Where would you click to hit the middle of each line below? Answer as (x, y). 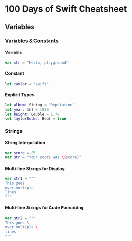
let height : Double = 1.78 (32, 114)
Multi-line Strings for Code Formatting (44, 208)
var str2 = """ (20, 218)
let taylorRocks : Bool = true (36, 119)
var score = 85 (20, 153)
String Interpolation (25, 142)
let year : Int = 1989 (27, 110)
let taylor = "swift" (27, 84)
